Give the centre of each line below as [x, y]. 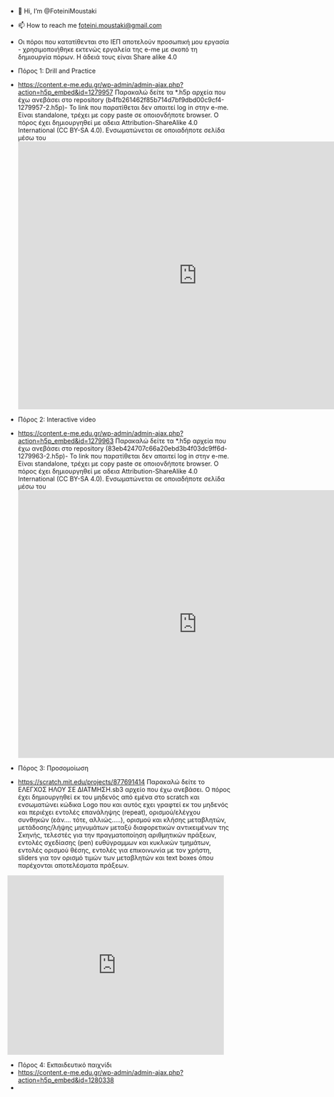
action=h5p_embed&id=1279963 [66, 441]
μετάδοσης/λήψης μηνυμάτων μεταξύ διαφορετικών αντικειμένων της [123, 827]
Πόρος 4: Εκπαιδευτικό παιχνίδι [65, 1065]
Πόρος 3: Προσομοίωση [53, 768]
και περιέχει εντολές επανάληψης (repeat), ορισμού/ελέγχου [109, 812]
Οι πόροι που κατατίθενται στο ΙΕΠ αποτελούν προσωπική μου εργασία [123, 42]
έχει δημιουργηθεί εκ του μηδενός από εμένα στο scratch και [108, 797]
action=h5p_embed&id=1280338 [66, 1080]
